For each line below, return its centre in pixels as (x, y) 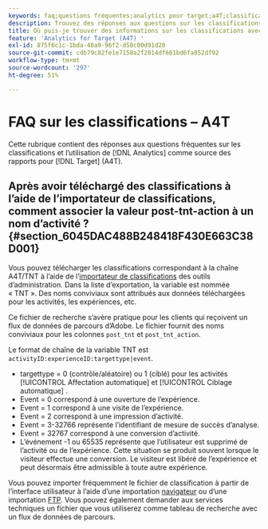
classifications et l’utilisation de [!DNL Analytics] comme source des (120, 152)
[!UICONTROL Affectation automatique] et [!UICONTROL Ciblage (126, 383)
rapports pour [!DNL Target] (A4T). (66, 161)
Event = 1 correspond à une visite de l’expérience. (102, 408)
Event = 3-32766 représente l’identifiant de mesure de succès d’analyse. (140, 425)
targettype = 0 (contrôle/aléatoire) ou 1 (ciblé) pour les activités (124, 374)
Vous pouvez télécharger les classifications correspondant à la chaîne (124, 268)
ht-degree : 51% (33, 75)
